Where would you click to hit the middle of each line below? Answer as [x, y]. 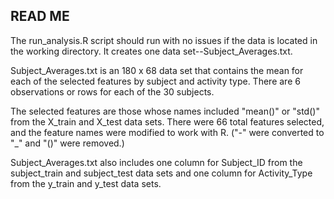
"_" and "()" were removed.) [67, 143]
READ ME [40, 16]
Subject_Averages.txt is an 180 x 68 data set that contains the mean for [157, 70]
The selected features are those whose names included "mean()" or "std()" [165, 111]
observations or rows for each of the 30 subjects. [112, 91]
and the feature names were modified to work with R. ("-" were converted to [167, 132]
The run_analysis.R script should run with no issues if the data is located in [164, 40]
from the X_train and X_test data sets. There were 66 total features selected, [167, 121]
